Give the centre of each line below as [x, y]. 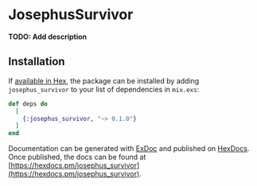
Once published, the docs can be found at [77, 157]
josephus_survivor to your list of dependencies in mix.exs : [104, 89]
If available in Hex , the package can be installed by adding [104, 80]
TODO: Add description [48, 37]
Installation [37, 62]
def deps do [28, 104]
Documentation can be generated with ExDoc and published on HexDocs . [129, 149]
